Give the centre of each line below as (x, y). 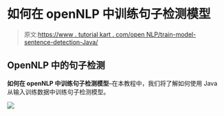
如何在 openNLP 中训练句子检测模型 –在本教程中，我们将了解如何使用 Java (112, 83)
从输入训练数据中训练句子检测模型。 (58, 92)
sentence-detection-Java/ (61, 42)
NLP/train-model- (171, 34)
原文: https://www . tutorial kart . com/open (84, 34)
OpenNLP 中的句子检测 (56, 66)
